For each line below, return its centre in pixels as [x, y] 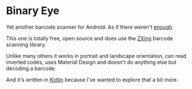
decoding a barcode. [31, 68]
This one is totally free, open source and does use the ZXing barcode [90, 38]
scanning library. [26, 44]
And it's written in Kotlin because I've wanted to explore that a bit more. [92, 80]
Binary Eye [33, 11]
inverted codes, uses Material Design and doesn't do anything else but [91, 62]
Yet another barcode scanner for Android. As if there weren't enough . [90, 27]
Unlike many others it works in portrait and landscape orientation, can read [96, 56]
